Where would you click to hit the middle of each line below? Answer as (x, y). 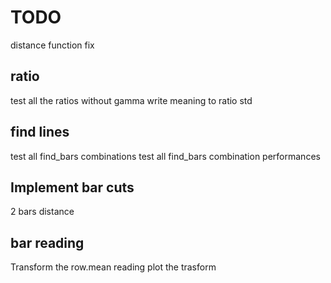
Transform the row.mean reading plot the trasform (113, 267)
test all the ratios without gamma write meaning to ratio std (131, 100)
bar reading (47, 242)
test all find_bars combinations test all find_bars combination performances (165, 156)
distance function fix (52, 45)
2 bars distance (42, 212)
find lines (40, 132)
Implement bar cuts (72, 187)
